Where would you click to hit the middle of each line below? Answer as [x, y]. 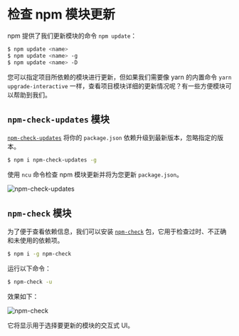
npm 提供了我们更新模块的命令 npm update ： [72, 36]
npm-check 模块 [39, 213]
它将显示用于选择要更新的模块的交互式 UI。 [71, 325]
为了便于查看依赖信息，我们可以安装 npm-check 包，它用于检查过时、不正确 [117, 231]
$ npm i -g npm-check [39, 254]
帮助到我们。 [32, 95]
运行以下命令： [29, 268]
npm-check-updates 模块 [59, 119]
